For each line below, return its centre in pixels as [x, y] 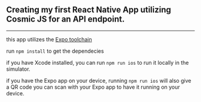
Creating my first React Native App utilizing [89, 10]
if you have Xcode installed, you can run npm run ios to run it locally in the [98, 62]
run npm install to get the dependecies [55, 51]
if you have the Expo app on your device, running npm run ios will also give [99, 80]
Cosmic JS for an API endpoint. [66, 19]
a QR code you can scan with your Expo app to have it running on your [93, 87]
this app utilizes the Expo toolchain [49, 39]
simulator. [18, 69]
